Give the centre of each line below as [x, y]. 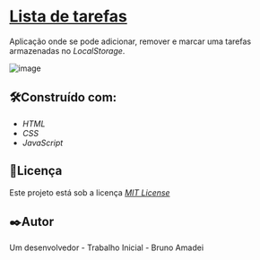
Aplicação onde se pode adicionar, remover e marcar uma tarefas [130, 41]
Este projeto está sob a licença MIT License [90, 192]
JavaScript [43, 143]
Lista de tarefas [68, 17]
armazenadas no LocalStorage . [67, 50]
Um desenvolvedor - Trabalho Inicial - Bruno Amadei [107, 247]
